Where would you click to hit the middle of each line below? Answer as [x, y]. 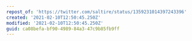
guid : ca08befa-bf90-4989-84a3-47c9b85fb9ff [63, 29]
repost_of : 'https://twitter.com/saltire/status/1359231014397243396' [97, 12]
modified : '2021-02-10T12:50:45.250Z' [55, 23]
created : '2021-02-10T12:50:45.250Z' [54, 17]
